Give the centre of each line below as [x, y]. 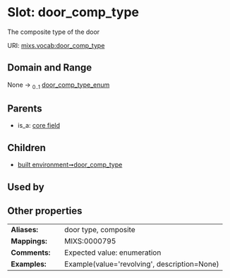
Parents [25, 108]
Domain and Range [50, 68]
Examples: [29, 264]
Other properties [45, 211]
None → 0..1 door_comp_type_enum [59, 85]
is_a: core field [39, 126]
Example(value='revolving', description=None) [142, 264]
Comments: [31, 253]
